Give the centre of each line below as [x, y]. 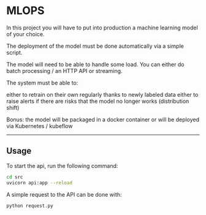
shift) [13, 107]
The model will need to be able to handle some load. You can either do [95, 64]
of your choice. [25, 34]
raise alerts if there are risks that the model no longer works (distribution [98, 101]
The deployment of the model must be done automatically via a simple [95, 46]
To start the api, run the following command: [62, 165]
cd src [15, 177]
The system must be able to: [42, 83]
